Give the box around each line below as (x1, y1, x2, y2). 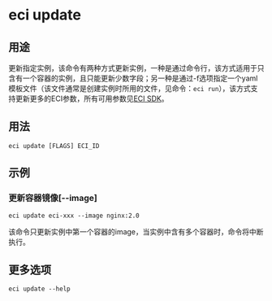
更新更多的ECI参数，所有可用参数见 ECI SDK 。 (15, 94, 169, 103)
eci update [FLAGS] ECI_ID (8, 142, 100, 150)
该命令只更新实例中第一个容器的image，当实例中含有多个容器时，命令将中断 (8, 226, 264, 237)
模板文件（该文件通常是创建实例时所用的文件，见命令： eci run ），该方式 (8, 84, 252, 93)
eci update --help (8, 285, 71, 294)
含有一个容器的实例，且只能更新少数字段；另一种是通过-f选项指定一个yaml (8, 73, 258, 83)
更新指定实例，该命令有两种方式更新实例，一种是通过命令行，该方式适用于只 (8, 63, 265, 72)
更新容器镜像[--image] (8, 193, 97, 204)
